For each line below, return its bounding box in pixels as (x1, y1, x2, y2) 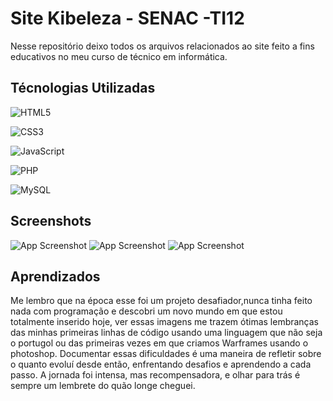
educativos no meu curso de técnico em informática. (10, 50, 228, 62)
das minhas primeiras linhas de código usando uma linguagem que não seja (10, 327, 323, 339)
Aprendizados (10, 268, 101, 285)
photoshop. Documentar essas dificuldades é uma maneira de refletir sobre (10, 348, 322, 360)
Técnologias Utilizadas (10, 80, 156, 97)
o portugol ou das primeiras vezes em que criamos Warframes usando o (10, 337, 309, 349)
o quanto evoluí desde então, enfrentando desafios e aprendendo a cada (10, 358, 312, 371)
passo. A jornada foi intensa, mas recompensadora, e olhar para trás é (10, 369, 301, 381)
